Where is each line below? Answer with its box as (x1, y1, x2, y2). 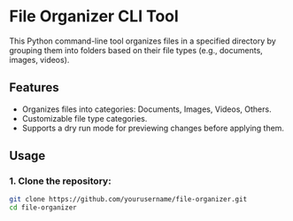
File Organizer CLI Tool (9, 6, 179, 27)
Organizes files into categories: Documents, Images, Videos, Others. (21, 104, 272, 114)
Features (9, 80, 59, 95)
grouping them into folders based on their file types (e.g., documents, (9, 44, 263, 55)
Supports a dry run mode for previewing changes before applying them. (21, 122, 285, 133)
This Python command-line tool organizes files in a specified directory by (9, 36, 276, 46)
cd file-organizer (9, 203, 77, 212)
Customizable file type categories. (21, 113, 148, 123)
